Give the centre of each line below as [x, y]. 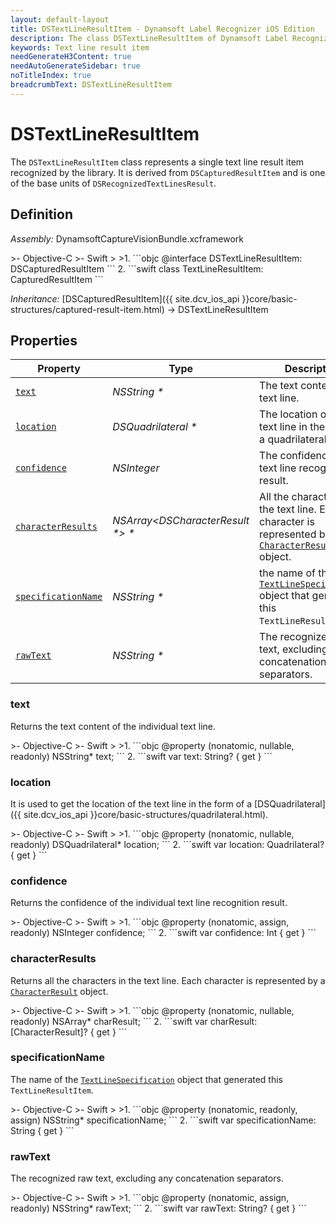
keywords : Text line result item [80, 47]
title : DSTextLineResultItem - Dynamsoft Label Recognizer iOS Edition [162, 29]
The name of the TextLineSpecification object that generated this [147, 1079]
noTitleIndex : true [51, 76]
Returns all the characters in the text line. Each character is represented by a [168, 980]
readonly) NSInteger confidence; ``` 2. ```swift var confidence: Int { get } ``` [163, 933]
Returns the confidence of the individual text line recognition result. [149, 903]
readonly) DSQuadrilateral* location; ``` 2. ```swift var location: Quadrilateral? [167, 844]
